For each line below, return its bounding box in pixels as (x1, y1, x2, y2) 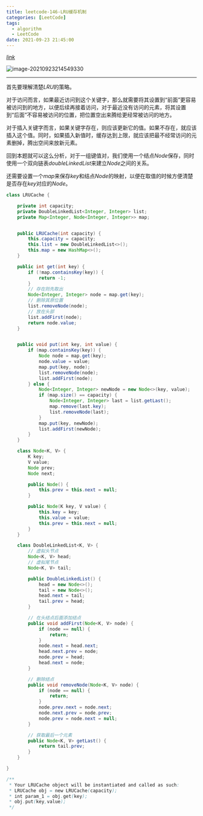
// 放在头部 (28, 309, 54, 315)
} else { (28, 381, 50, 387)
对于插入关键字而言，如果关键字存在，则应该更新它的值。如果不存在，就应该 (6, 124, 197, 131)
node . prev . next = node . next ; (38, 704, 112, 710)
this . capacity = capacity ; (28, 236, 96, 242)
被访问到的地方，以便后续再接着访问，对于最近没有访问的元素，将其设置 (6, 104, 186, 111)
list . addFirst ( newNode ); (38, 426, 101, 432)
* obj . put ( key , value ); (8, 798, 66, 805)
